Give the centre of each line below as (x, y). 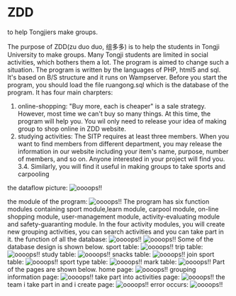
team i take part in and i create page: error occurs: (98, 284)
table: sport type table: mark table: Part (116, 262)
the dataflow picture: (38, 187)
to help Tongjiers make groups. (52, 32)
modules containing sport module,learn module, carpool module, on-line (113, 209)
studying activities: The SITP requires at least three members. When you (123, 136)
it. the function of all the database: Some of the (111, 239)
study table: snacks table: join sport (128, 254)
